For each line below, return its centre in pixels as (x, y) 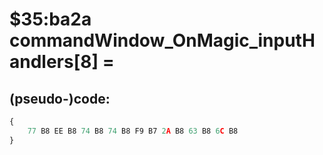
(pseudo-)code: (60, 98)
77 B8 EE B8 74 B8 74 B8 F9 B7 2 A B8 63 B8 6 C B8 (133, 131)
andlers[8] (54, 62)
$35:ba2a (50, 19)
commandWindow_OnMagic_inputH (162, 40)
